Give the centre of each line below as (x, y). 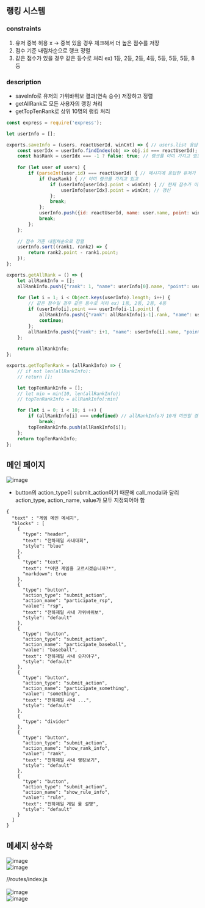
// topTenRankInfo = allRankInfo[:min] (68, 399)
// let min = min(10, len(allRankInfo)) (69, 394)
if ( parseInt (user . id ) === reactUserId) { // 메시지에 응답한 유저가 (112, 173)
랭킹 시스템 (26, 11)
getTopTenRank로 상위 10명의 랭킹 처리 (63, 111)
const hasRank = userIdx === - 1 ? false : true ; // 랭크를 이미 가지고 (104, 156)
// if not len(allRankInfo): (54, 371)
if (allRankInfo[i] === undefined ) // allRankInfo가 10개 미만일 (110, 416)
